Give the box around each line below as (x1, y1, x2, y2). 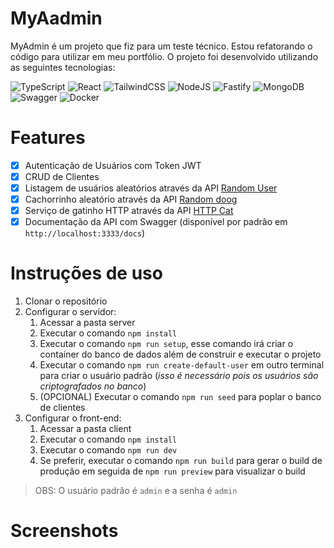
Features (10, 127, 86, 149)
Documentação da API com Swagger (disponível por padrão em (24, 216, 288, 228)
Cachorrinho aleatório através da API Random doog (24, 193, 238, 206)
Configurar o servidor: (24, 306, 117, 318)
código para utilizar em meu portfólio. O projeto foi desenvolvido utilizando (10, 50, 319, 62)
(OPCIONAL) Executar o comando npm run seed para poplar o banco (39, 391, 322, 403)
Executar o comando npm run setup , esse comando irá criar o (39, 338, 294, 350)
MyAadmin (10, 7, 103, 30)
